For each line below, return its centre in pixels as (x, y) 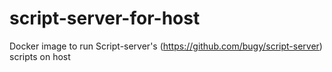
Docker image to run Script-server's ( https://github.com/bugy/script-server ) (166, 46)
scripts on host (40, 56)
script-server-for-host (105, 18)
